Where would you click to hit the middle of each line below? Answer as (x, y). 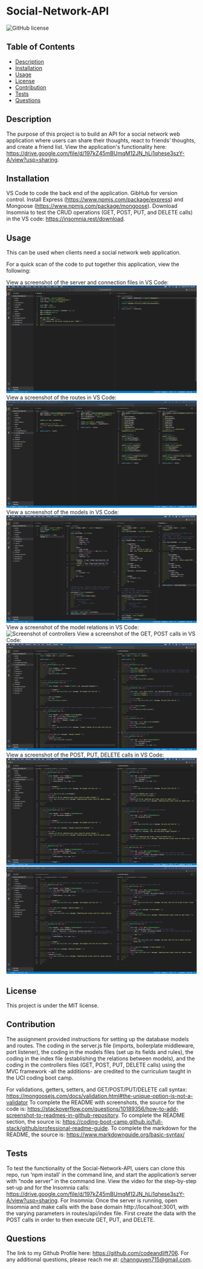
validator (17, 1102)
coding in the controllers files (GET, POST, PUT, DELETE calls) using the (96, 1065)
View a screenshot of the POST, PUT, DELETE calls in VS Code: (85, 755)
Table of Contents (41, 47)
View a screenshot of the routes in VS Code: (61, 397)
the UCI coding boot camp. (40, 1078)
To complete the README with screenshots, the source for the (107, 1102)
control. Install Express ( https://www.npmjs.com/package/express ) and (95, 200)
